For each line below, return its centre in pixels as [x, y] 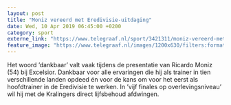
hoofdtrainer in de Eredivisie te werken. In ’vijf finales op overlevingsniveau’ [114, 87]
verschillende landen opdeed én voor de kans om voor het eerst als [102, 79]
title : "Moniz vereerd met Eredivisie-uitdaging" [80, 20]
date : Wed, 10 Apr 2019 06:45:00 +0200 [64, 26]
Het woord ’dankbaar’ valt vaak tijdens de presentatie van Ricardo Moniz [110, 65]
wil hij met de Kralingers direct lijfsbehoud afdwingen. [83, 94]
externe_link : [27, 39]
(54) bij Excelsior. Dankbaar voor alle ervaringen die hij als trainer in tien [109, 72]
